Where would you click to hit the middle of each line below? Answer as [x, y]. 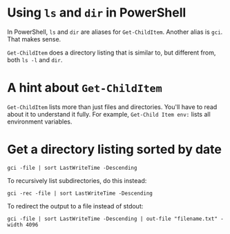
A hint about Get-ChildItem [85, 88]
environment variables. [40, 121]
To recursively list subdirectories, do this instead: [77, 180]
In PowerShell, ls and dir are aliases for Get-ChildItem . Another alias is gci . [115, 32]
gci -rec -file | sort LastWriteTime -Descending [80, 193]
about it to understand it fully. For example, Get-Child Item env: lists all [109, 114]
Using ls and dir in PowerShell [97, 13]
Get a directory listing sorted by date [115, 149]
